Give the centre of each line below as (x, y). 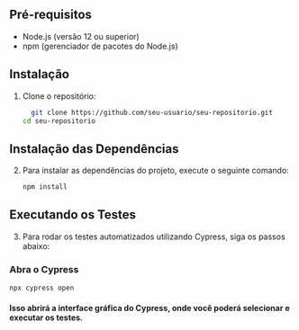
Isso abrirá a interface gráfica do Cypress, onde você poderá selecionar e (149, 308)
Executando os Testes (73, 215)
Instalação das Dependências (94, 149)
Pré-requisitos (51, 15)
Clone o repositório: (59, 96)
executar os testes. (46, 317)
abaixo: (36, 245)
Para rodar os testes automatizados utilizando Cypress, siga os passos (154, 236)
